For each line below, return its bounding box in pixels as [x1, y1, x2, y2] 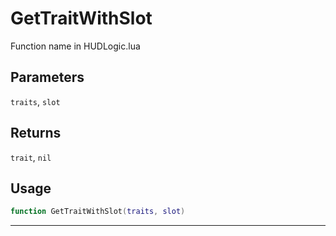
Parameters [10, 69, 85, 86]
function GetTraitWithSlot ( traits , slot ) [10, 207, 186, 217]
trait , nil [10, 151, 52, 163]
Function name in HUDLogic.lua [10, 40, 141, 52]
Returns [10, 125, 62, 142]
